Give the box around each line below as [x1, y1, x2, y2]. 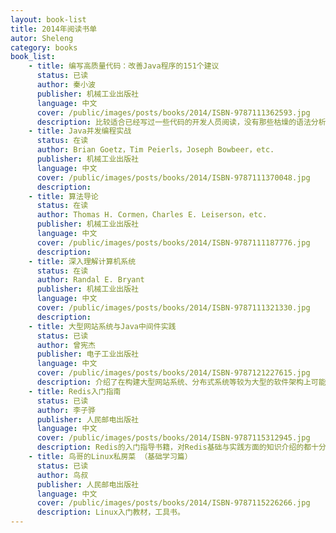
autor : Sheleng [10, 33, 74, 43]
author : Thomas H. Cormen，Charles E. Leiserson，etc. [36, 210, 268, 220]
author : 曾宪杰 [36, 340, 96, 350]
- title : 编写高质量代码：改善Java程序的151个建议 [28, 61, 220, 71]
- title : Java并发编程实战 [28, 126, 132, 136]
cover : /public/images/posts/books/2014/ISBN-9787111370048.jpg [36, 172, 311, 183]
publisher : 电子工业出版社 [36, 349, 139, 360]
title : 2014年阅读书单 [10, 24, 98, 34]
